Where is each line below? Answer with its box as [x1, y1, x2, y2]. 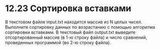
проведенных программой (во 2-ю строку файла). [5, 39, 111, 45]
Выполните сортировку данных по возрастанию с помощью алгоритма [5, 24, 156, 30]
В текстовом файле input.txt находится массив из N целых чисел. [5, 19, 142, 25]
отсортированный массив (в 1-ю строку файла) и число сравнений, [5, 34, 147, 40]
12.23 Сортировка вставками [5, 3, 132, 14]
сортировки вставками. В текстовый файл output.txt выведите [5, 29, 136, 35]
